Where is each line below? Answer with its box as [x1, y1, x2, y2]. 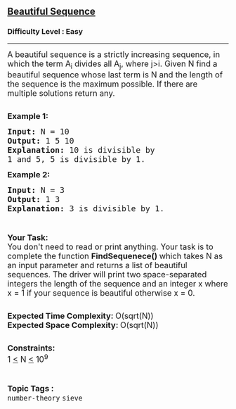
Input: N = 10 [7, 127, 70, 137]
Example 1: [7, 111, 49, 122]
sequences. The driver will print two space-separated [7, 270, 207, 280]
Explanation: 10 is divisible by [7, 145, 155, 156]
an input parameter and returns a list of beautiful [7, 260, 188, 270]
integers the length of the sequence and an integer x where [7, 279, 228, 289]
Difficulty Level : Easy [7, 27, 83, 37]
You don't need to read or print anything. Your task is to [7, 242, 214, 252]
